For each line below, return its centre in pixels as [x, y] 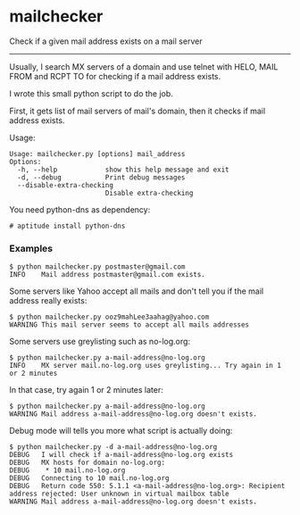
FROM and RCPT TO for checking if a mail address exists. [115, 76]
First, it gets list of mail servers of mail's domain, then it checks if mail [137, 111]
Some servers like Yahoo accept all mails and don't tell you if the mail [137, 291]
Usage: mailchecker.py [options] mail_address [97, 154]
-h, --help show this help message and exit [123, 170]
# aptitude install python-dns [67, 226]
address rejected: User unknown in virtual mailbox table [119, 494]
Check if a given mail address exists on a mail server [106, 41]
